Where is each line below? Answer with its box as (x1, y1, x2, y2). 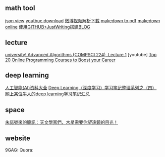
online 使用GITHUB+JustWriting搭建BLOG (5, 24, 91, 30)
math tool (5, 4, 36, 12)
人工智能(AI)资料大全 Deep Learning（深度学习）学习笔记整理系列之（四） (5, 85, 157, 91)
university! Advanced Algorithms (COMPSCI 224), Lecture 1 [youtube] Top (5, 51, 157, 57)
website (5, 134, 31, 142)
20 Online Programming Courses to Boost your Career (5, 57, 116, 63)
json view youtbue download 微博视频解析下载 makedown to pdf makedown (5, 17, 160, 24)
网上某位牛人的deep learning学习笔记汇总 (5, 91, 90, 97)
